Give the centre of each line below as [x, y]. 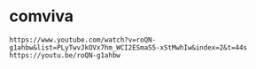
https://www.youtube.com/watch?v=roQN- [83, 40]
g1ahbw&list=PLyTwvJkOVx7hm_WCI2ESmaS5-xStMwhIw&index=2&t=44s [128, 47]
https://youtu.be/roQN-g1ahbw [65, 55]
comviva [41, 16]
